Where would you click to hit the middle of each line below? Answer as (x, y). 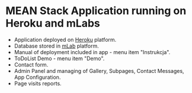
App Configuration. (37, 77)
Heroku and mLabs (53, 23)
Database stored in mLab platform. (56, 46)
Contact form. (31, 64)
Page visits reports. (38, 83)
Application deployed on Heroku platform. (65, 39)
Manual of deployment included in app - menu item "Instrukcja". (92, 52)
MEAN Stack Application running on (96, 11)
